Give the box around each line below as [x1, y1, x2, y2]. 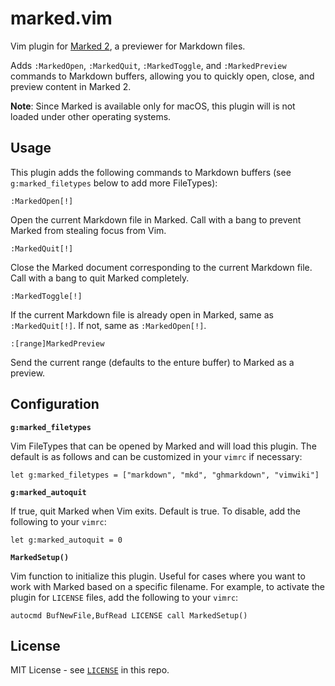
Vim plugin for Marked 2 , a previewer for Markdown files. [10, 40, 246, 52]
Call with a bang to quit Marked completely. [10, 272, 190, 284]
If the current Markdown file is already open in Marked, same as [10, 308, 274, 321]
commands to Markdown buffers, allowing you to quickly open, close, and [10, 70, 315, 82]
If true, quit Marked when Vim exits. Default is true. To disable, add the [10, 505, 301, 517]
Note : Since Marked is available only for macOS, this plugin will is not [10, 100, 296, 112]
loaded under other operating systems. [10, 110, 172, 122]
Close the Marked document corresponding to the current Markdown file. [10, 261, 313, 273]
